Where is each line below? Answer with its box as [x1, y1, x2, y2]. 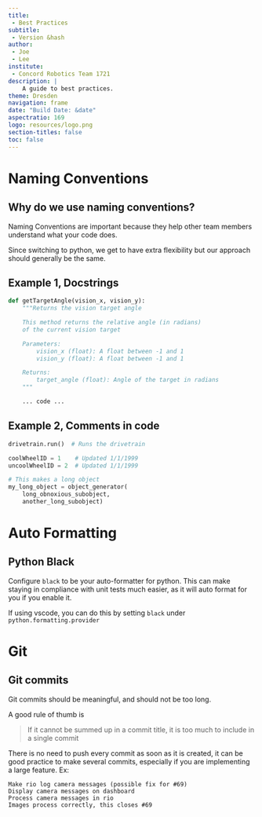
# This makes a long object [8, 476, 100, 484]
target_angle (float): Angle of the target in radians [36, 376, 220, 384]
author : [8, 41, 34, 49]
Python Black [8, 555, 75, 569]
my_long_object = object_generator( [8, 483, 128, 491]
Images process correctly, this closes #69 [8, 801, 153, 809]
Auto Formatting [8, 524, 118, 542]
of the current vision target [22, 325, 122, 334]
